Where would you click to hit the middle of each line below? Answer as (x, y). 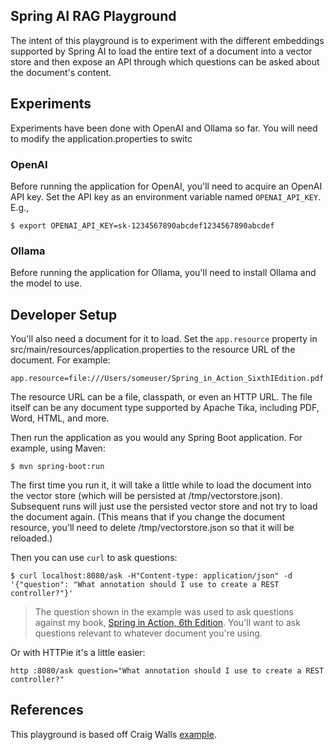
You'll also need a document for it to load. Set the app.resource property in (164, 339)
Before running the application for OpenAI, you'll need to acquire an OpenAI (166, 186)
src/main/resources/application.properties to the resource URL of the (153, 350)
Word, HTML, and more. (60, 418)
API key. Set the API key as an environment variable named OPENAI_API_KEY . (166, 196)
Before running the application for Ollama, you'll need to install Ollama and (163, 273)
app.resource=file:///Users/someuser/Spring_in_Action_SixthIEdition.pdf (167, 379)
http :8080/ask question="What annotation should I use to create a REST (167, 671)
